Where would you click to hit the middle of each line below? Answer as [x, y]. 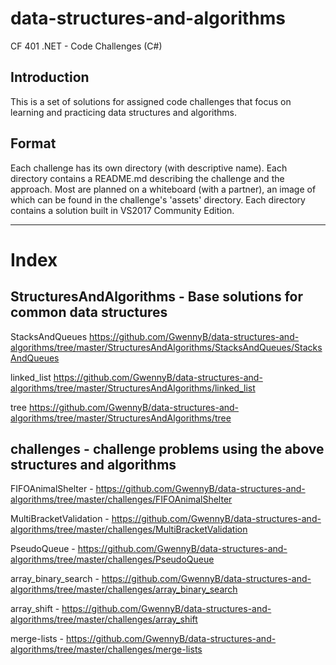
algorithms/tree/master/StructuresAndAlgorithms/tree [121, 418]
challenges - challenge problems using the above [167, 448]
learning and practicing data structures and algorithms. [123, 112]
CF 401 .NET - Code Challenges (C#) [86, 46]
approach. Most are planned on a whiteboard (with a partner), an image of [163, 189]
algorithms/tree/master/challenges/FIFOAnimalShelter [121, 499]
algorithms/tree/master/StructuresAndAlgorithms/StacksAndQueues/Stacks [166, 347]
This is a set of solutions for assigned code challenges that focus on [151, 101]
